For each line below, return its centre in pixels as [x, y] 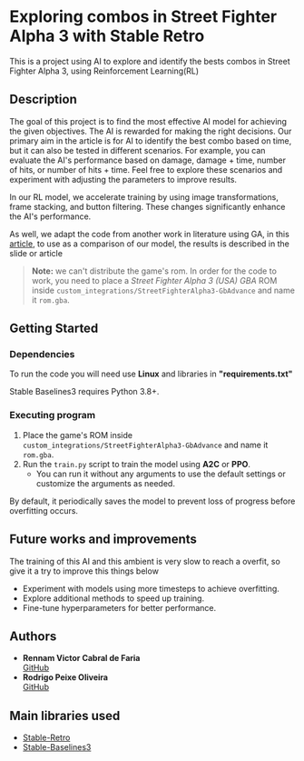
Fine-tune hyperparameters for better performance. [119, 607]
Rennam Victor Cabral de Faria [81, 658]
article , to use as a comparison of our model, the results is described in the [150, 244]
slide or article [36, 253]
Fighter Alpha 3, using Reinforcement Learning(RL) [104, 71]
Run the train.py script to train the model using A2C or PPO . [137, 464]
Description [43, 100]
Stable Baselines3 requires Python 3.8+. [84, 392]
